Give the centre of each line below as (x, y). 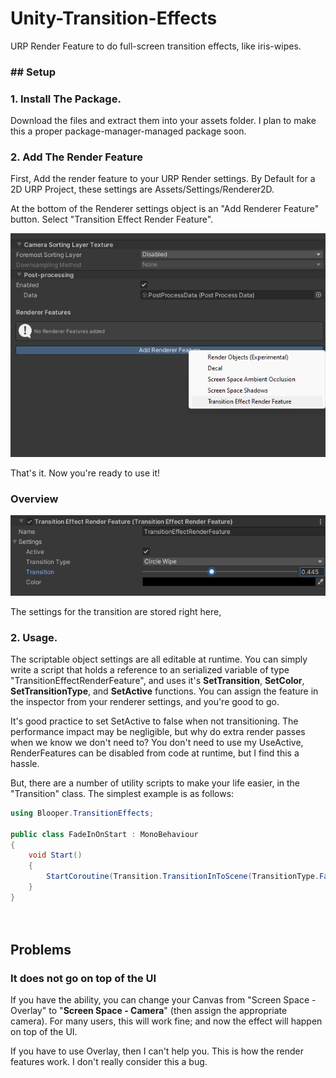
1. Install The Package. (66, 99)
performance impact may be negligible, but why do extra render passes (158, 731)
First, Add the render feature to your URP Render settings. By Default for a (163, 179)
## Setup (33, 72)
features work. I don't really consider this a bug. (109, 1062)
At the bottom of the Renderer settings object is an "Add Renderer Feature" (165, 209)
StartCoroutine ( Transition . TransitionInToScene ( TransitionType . (183, 877)
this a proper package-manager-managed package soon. (128, 131)
